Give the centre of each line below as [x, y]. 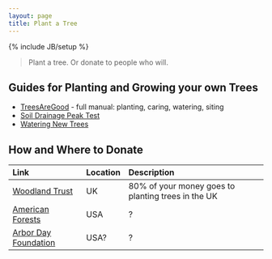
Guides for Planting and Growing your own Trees [134, 87]
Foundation [34, 243]
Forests [27, 219]
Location [104, 172]
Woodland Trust [42, 191]
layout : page [30, 16]
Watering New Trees [54, 124]
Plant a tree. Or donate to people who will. [98, 62]
